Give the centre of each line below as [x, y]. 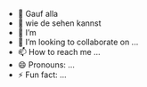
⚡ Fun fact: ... [42, 75]
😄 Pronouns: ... [46, 65]
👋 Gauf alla [38, 14]
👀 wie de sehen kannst [59, 23]
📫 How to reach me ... [59, 52]
